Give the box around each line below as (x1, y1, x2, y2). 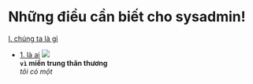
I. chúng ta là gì (8, 34, 58, 43)
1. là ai (19, 49, 40, 59)
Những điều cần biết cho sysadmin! (8, 8, 246, 26)
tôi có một (19, 67, 53, 76)
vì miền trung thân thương (19, 58, 108, 68)
